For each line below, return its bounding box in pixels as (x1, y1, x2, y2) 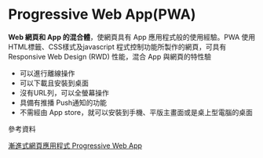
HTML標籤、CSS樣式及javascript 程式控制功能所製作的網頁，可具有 (8, 41, 227, 52)
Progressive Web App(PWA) (8, 5, 196, 23)
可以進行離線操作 (19, 68, 75, 77)
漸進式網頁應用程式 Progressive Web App (8, 141, 143, 150)
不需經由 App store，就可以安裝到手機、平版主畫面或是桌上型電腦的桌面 (19, 107, 253, 117)
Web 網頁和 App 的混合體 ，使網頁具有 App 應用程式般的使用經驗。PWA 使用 (8, 32, 256, 41)
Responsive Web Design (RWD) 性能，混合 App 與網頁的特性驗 (8, 52, 212, 61)
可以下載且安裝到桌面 (19, 78, 89, 88)
